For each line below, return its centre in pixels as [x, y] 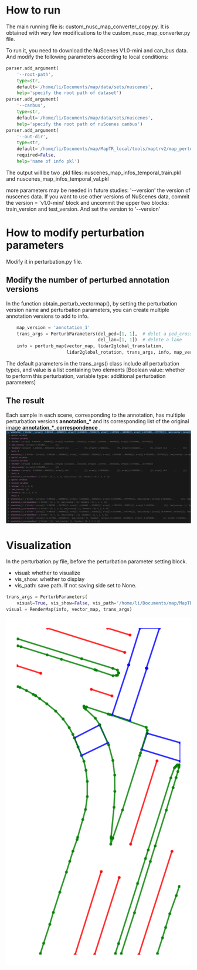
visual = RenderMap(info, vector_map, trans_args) [69, 610]
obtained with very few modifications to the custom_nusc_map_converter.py [98, 32]
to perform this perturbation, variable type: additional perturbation [86, 376]
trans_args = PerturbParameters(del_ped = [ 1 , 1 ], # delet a [91, 334]
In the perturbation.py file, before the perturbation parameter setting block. [97, 562]
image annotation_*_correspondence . [53, 427]
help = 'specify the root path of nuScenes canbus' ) [80, 124]
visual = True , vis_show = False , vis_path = [67, 603]
